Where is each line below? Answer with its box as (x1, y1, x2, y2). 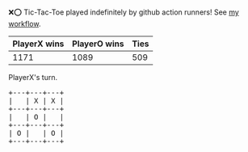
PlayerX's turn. (8, 73, 58, 82)
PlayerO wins (72, 38, 124, 49)
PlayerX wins (12, 38, 65, 49)
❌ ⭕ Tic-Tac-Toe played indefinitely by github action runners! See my (8, 7, 240, 17)
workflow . (8, 19, 41, 28)
